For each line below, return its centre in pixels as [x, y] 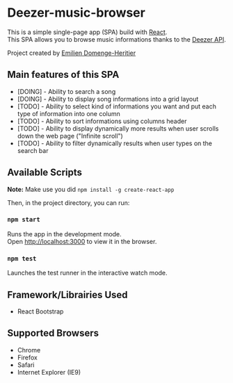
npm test [22, 258]
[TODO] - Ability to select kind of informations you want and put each [117, 106]
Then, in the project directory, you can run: [69, 202]
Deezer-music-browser [77, 13]
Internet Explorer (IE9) [49, 372]
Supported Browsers [53, 333]
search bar [33, 150]
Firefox [27, 357]
